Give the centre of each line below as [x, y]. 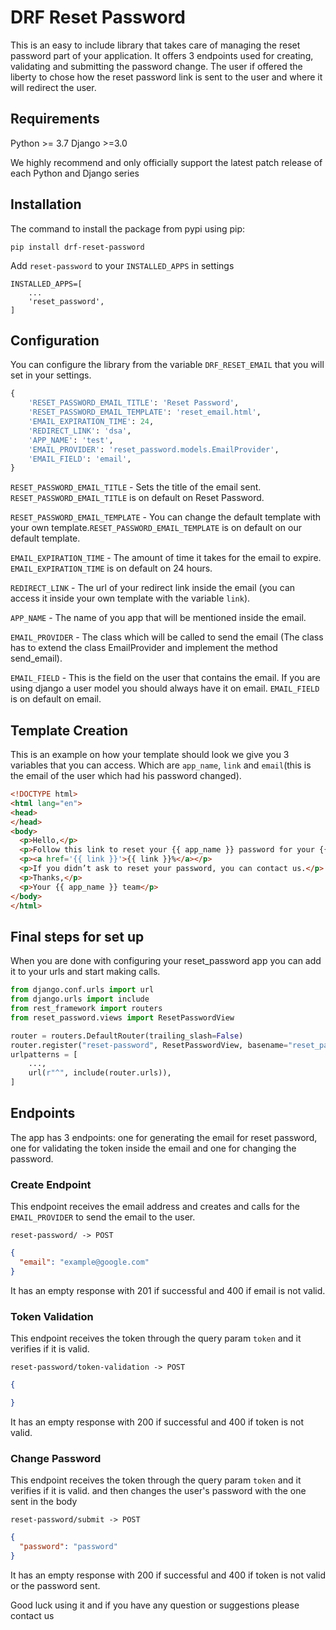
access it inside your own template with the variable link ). [130, 598]
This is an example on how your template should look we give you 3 [150, 755]
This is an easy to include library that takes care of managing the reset [155, 45]
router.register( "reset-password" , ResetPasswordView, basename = [149, 1045]
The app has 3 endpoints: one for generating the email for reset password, [164, 1137]
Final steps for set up [77, 936]
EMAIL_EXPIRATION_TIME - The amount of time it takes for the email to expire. [166, 558]
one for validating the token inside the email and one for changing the [153, 1148]
